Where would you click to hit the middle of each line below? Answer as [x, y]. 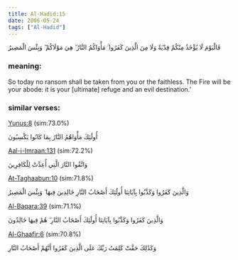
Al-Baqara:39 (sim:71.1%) [45, 206]
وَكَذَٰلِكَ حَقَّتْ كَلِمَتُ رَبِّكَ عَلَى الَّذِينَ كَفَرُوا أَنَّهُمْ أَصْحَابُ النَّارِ [82, 248]
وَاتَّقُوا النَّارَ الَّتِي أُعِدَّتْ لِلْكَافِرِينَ [48, 164]
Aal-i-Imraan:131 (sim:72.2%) [50, 151]
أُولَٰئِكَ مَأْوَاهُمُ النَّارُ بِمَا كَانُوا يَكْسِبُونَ [53, 136]
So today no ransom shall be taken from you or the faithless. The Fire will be [119, 82]
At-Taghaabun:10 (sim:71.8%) [51, 178]
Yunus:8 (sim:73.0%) [39, 123]
